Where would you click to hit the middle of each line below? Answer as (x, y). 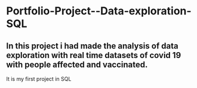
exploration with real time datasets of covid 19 (94, 55)
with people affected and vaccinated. (77, 64)
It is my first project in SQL (39, 79)
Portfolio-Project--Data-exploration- (99, 11)
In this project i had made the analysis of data (92, 46)
